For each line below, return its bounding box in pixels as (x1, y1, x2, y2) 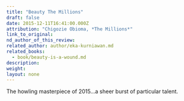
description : (6, 60, 40, 66)
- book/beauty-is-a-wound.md (12, 54, 86, 60)
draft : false (6, 15, 40, 21)
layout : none (6, 71, 40, 77)
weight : (6, 65, 26, 72)
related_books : (6, 49, 45, 55)
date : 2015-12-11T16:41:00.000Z (6, 20, 89, 26)
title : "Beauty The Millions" (6, 9, 84, 15)
